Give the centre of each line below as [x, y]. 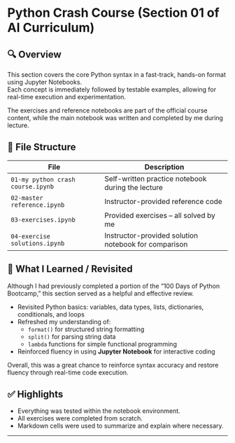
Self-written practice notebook [156, 178]
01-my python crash [43, 179]
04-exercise [31, 236]
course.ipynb [33, 186]
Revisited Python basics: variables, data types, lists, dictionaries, [111, 307]
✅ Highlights [35, 394]
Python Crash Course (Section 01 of [113, 13]
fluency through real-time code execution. [68, 372]
